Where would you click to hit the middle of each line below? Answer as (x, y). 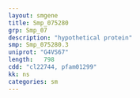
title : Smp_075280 (38, 23)
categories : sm (33, 81)
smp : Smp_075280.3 (38, 45)
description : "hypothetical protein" (70, 38)
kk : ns (19, 74)
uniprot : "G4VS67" (38, 52)
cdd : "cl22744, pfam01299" (53, 67)
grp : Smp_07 (28, 30)
